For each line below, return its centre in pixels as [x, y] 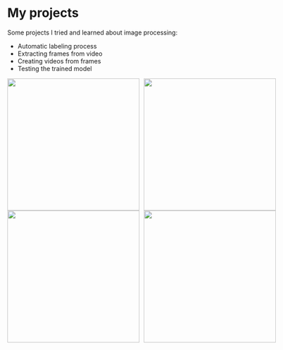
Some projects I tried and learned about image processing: [93, 32]
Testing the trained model [55, 68]
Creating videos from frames [59, 61]
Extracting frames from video [60, 54]
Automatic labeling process [57, 46]
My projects [43, 13]
